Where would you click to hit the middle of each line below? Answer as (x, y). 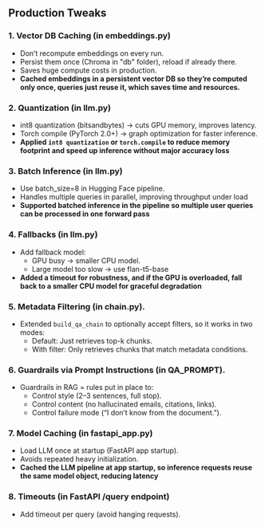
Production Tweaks (57, 13)
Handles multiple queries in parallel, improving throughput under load (134, 197)
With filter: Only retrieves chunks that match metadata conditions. (140, 349)
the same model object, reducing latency (89, 476)
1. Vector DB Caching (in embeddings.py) (90, 36)
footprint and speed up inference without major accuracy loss (125, 150)
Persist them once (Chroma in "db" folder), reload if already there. (128, 61)
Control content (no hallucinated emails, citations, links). (124, 404)
